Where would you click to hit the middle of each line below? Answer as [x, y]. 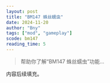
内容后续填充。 [24, 74]
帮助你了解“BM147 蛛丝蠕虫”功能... [62, 61]
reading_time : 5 [26, 44]
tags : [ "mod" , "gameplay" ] [39, 33]
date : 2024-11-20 [27, 22]
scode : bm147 [22, 39]
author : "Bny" [24, 28]
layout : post [22, 11]
